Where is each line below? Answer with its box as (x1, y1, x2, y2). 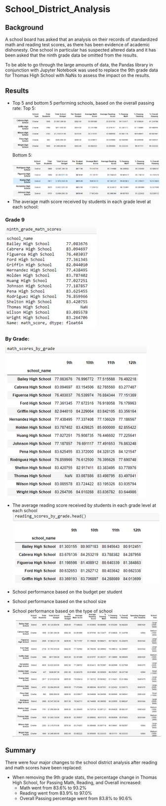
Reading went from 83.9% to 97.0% (19, 790, 92, 796)
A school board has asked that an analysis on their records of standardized (5, 36, 158, 42)
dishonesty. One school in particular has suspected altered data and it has (5, 47, 157, 53)
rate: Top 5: (12, 105, 36, 111)
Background (5, 23, 43, 32)
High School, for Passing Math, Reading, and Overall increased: (12, 779, 142, 785)
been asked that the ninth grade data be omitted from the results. (5, 52, 138, 58)
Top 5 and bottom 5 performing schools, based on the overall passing (12, 100, 155, 106)
